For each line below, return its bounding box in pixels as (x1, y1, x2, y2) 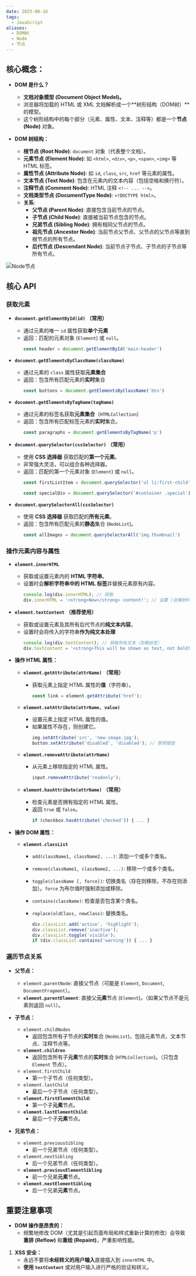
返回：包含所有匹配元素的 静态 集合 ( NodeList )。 (23, 520, 137, 527)
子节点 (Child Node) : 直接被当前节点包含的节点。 (32, 213, 150, 220)
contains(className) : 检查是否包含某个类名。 (32, 897, 141, 904)
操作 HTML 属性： (14, 656, 58, 663)
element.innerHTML (14, 562, 60, 567)
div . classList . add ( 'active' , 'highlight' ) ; (32, 921, 140, 927)
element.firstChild (23, 1068, 71, 1075)
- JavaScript (11, 19, 43, 25)
